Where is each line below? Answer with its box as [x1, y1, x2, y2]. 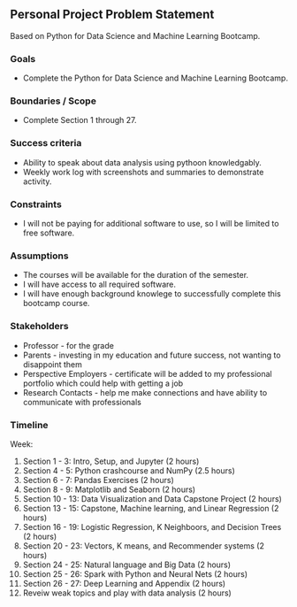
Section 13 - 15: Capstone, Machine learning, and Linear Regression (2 [22, 503, 279, 513]
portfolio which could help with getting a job [22, 378, 184, 388]
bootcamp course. [22, 298, 90, 309]
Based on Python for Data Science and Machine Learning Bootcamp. [10, 30, 261, 41]
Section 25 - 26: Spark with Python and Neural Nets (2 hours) [22, 568, 248, 579]
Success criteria [10, 137, 82, 150]
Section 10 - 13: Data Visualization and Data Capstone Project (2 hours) [22, 493, 282, 503]
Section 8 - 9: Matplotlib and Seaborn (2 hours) [22, 484, 196, 495]
